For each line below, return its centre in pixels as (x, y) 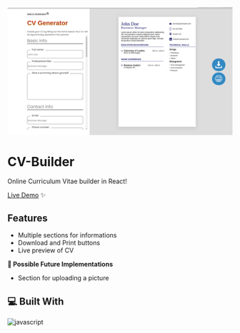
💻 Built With (36, 301)
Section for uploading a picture (63, 278)
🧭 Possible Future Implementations (60, 265)
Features (27, 218)
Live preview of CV (46, 250)
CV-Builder (41, 162)
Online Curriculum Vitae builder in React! (67, 181)
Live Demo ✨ (27, 195)
